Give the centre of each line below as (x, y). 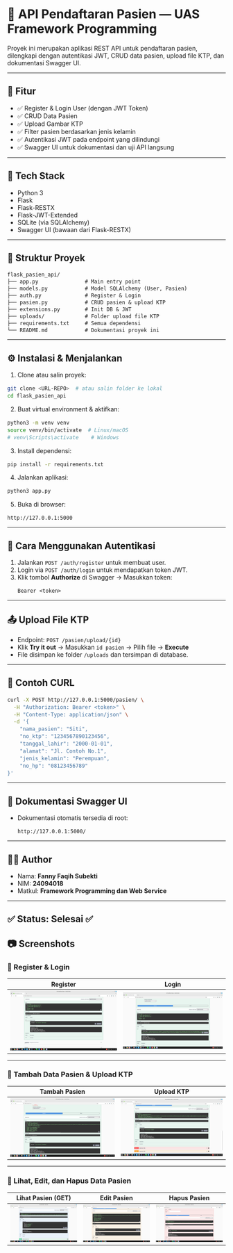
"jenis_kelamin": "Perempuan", (65, 758)
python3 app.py (29, 491)
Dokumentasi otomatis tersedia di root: (72, 818)
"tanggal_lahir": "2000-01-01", (66, 744)
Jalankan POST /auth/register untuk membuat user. (92, 563)
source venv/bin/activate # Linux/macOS (68, 430)
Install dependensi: (44, 450)
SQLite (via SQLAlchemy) (53, 222)
